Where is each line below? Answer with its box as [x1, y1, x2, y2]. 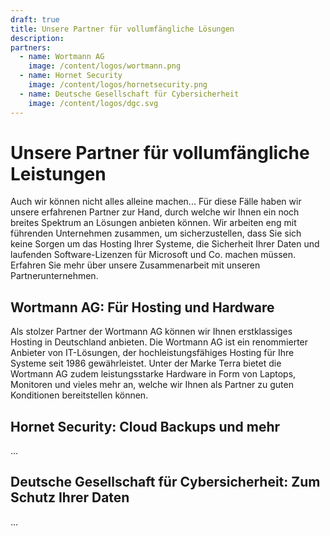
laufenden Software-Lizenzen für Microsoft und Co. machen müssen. [10, 249, 297, 261]
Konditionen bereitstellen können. [10, 389, 149, 401]
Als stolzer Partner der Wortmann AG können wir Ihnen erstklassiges [10, 326, 293, 338]
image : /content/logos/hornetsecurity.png [28, 80, 208, 90]
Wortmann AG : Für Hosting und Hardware [10, 299, 275, 316]
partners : [10, 42, 52, 53]
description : [10, 33, 65, 43]
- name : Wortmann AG [19, 52, 105, 62]
